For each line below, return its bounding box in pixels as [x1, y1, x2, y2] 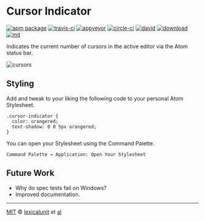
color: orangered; [12, 118, 59, 124]
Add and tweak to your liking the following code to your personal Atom [6, 94, 184, 102]
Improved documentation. [15, 191, 81, 198]
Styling [6, 79, 35, 89]
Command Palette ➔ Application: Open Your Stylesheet [6, 151, 146, 158]
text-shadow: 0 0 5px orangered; [12, 124, 97, 130]
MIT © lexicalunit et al [6, 208, 62, 216]
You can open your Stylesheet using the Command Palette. [6, 139, 155, 147]
